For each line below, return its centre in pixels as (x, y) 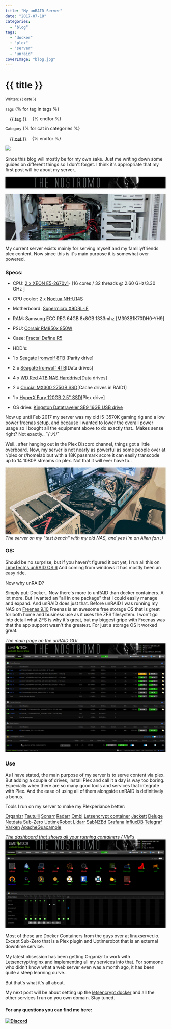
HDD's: (20, 348)
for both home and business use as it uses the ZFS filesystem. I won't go (81, 614)
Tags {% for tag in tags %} (32, 109)
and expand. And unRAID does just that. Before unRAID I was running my (82, 603)
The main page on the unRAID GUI (41, 640)
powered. (15, 259)
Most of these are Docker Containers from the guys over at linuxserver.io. (82, 936)
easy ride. (16, 573)
